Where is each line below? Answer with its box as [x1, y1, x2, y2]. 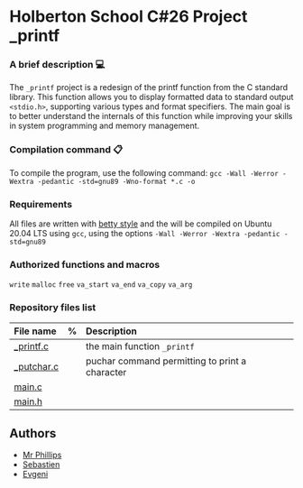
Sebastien [22, 459, 60, 470]
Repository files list [9, 301, 96, 314]
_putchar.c [14, 360, 60, 373]
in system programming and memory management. [9, 120, 200, 132]
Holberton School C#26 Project [9, 6, 248, 27]
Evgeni [22, 469, 49, 480]
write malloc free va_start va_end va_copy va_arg [9, 281, 193, 290]
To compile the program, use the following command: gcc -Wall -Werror [9, 167, 280, 178]
